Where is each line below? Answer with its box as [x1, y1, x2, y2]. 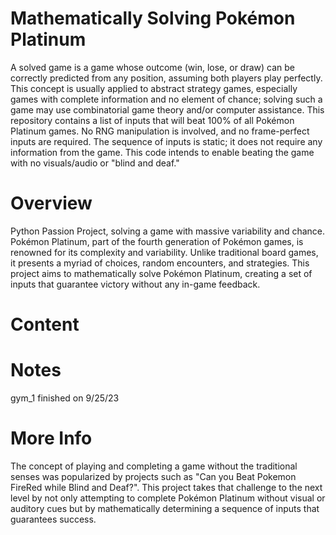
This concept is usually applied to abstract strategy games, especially [10, 82, 298, 94]
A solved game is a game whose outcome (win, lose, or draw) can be [10, 61, 295, 73]
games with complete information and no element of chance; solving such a [10, 93, 323, 105]
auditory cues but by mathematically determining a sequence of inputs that [10, 502, 320, 514]
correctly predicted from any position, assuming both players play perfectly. [10, 72, 323, 84]
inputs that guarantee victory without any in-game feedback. [10, 278, 261, 290]
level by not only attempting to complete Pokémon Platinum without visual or [10, 492, 326, 504]
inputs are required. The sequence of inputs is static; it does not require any [10, 135, 323, 147]
